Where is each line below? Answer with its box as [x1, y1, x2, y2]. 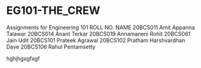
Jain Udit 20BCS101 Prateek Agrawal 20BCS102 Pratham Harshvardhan [6, 36, 186, 44]
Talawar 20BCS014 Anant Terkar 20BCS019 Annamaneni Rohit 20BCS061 [6, 30, 191, 37]
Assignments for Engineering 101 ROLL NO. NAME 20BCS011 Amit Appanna [6, 24, 195, 31]
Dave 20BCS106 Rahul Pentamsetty [6, 43, 96, 50]
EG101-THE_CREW [6, 4, 100, 18]
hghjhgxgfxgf [6, 55, 40, 62]
